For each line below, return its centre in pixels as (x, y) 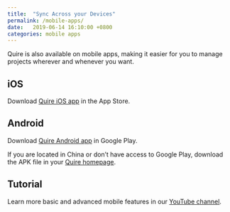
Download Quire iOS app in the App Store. (69, 101)
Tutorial (25, 185)
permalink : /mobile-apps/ (45, 21)
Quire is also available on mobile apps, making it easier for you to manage (115, 54)
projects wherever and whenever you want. (71, 62)
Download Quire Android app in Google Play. (72, 140)
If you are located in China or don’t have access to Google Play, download (115, 154)
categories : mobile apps (44, 34)
